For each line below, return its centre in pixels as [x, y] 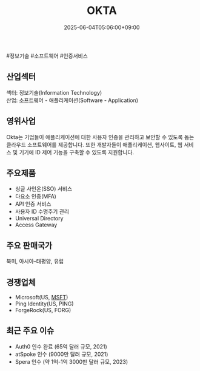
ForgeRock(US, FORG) [43, 310]
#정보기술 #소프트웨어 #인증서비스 [47, 56]
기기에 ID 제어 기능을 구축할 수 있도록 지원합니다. [77, 152]
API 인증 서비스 [33, 204]
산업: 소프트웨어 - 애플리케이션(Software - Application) [72, 100]
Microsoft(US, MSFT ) [42, 297]
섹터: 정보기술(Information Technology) [54, 92]
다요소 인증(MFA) [35, 196]
